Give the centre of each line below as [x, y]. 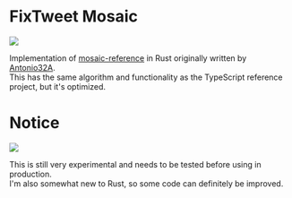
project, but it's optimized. [57, 86]
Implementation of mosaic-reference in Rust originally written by [128, 58]
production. [30, 174]
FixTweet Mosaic [74, 17]
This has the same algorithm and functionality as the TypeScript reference [146, 77]
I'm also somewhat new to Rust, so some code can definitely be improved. [146, 183]
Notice [34, 123]
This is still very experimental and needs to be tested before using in [135, 164]
